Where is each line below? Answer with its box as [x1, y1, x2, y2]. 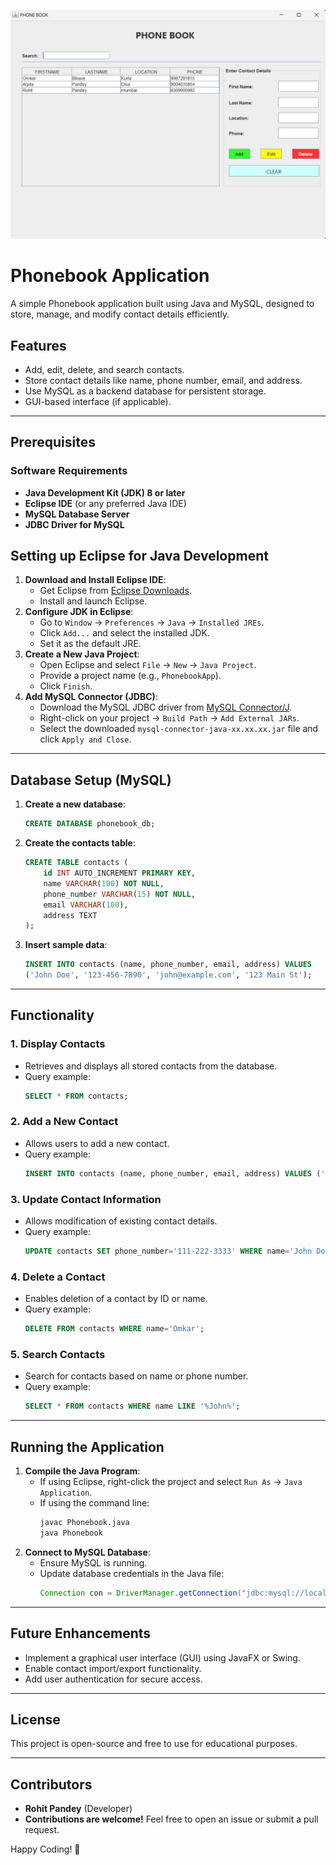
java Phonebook [39, 1528, 103, 1538]
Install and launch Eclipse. [39, 595, 148, 607]
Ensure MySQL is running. [39, 1556, 148, 1569]
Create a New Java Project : [24, 648, 140, 660]
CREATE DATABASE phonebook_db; [24, 819, 156, 829]
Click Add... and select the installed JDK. [39, 627, 210, 639]
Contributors [10, 1776, 93, 1793]
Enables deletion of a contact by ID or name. [24, 1293, 208, 1305]
